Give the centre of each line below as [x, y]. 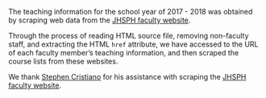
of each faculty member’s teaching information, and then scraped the [124, 53]
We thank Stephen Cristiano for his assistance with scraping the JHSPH [127, 77]
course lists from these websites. [63, 61]
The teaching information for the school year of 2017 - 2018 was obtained [131, 12]
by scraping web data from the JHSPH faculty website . [100, 20]
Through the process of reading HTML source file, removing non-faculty [129, 36]
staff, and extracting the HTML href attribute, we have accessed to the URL [133, 44]
